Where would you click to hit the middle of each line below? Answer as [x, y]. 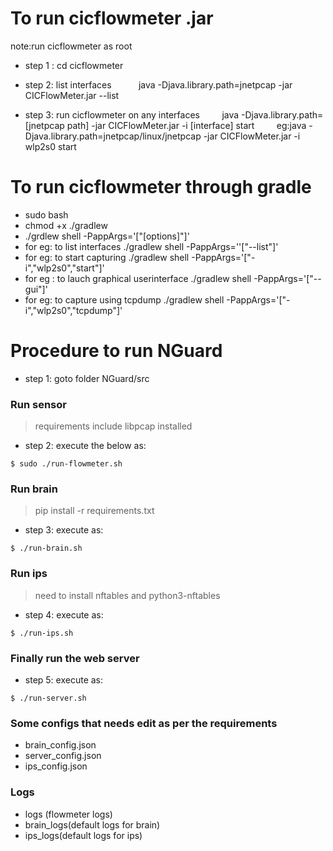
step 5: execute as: [64, 680]
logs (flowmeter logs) [68, 814]
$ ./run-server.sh [48, 698]
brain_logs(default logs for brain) [92, 824]
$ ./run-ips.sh [42, 633]
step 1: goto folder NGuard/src [87, 378]
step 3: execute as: [64, 530]
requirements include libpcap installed [113, 426]
